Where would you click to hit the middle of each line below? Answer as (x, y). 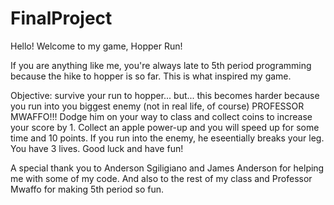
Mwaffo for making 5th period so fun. (87, 189)
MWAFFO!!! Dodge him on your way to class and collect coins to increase (161, 116)
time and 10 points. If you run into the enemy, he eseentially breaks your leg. (167, 138)
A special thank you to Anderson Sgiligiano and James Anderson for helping (167, 168)
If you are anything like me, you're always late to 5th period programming (161, 65)
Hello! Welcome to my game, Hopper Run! (96, 46)
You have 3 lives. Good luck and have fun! (97, 148)
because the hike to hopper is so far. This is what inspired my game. (151, 76)
